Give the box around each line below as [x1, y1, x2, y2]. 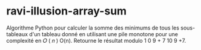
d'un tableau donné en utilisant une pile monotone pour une [29, 30, 179, 37]
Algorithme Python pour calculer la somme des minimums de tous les [6, 24, 180, 31]
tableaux [6, 30, 28, 37]
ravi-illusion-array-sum [6, 4, 127, 18]
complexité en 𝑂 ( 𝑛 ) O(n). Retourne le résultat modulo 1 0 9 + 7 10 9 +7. [6, 37, 186, 44]
